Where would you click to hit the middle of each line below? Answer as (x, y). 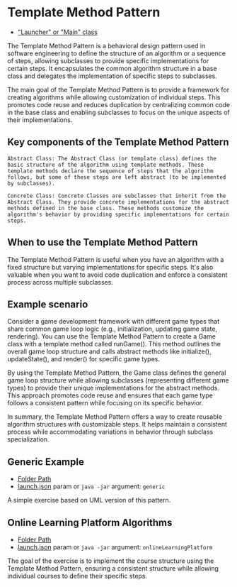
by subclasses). (31, 183)
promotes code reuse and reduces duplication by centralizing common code (119, 104)
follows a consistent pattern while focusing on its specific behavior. (105, 403)
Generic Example (46, 462)
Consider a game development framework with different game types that (114, 322)
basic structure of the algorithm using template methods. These (105, 165)
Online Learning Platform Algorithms (90, 522)
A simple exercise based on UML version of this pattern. (89, 500)
